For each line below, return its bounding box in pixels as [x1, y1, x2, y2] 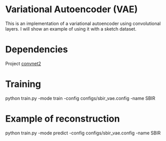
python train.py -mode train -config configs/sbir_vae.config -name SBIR [5, 95, 156, 101]
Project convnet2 [5, 60, 42, 67]
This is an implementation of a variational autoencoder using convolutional [5, 20, 161, 26]
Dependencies [5, 44, 68, 55]
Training [5, 78, 42, 90]
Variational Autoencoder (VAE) [5, 4, 138, 15]
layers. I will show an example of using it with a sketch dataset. [5, 25, 137, 32]
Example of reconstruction [5, 113, 120, 124]
